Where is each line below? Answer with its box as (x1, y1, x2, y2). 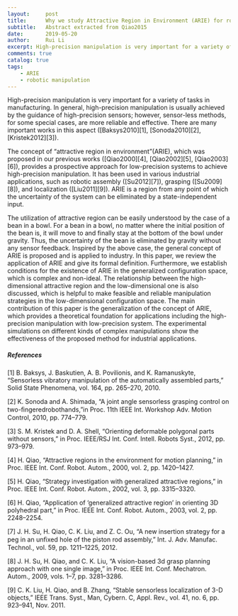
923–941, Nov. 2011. (7, 601, 66, 610)
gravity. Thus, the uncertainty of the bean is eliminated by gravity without (7, 236, 222, 245)
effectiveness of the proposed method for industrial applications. (7, 334, 197, 343)
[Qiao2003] (194, 155, 229, 163)
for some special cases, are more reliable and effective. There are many (7, 119, 217, 127)
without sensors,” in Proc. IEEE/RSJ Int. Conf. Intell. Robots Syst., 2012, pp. (7, 434, 225, 444)
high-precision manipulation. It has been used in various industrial (7, 170, 200, 178)
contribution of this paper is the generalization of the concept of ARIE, (7, 304, 212, 313)
